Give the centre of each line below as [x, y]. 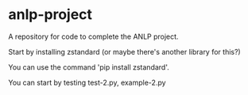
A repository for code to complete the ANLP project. [93, 36]
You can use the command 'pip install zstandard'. [89, 67]
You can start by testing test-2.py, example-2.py [87, 82]
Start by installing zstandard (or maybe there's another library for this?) [124, 51]
